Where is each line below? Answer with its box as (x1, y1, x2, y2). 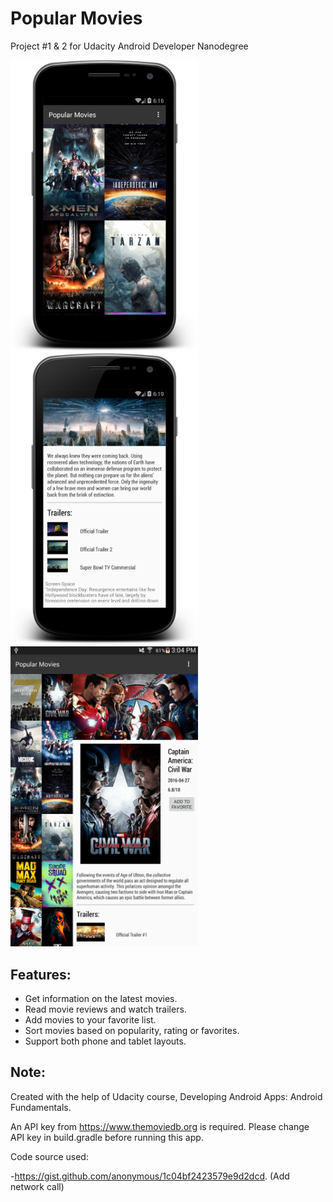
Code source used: (10, 1150, 89, 1162)
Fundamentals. (10, 1101, 72, 1113)
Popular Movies (10, 7, 143, 30)
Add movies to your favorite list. (24, 1014, 157, 1026)
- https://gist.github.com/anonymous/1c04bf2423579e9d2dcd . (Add (10, 1170, 290, 1182)
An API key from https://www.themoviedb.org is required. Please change (10, 1120, 310, 1132)
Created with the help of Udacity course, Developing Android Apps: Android (10, 1090, 323, 1102)
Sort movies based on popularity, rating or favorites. (24, 1025, 240, 1037)
